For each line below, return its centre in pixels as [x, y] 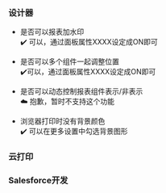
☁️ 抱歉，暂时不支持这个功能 [67, 102]
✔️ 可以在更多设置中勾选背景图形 [74, 132]
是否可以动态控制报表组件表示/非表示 [81, 91]
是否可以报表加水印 [52, 32]
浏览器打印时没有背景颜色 [62, 121]
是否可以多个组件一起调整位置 [69, 61]
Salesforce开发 [38, 181]
